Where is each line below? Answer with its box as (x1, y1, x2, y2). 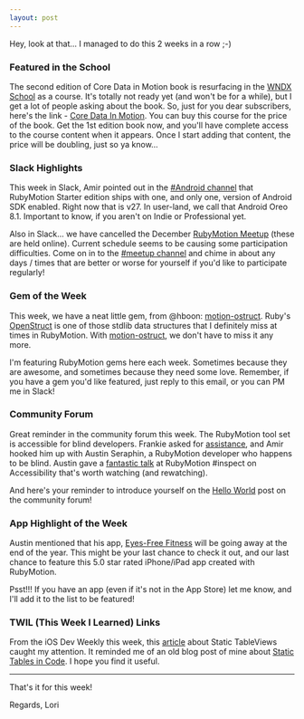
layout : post (9, 13, 59, 23)
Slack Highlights (9, 161, 83, 174)
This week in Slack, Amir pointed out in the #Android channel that (9, 182, 253, 193)
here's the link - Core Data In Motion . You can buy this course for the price (9, 110, 288, 120)
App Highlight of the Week (9, 517, 128, 530)
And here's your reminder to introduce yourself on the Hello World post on (9, 484, 287, 495)
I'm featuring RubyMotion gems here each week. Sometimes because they (9, 357, 288, 368)
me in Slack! (9, 386, 55, 397)
